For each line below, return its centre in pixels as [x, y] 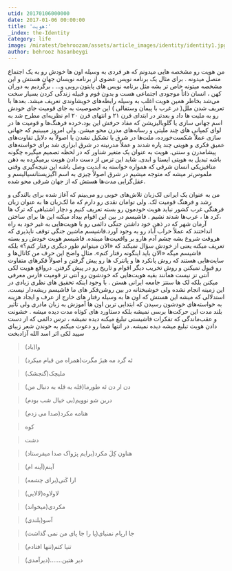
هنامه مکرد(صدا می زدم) [56, 413]
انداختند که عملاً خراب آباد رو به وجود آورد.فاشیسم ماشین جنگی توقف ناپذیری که [110, 230]
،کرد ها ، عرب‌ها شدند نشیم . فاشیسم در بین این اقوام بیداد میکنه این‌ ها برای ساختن [115, 216]
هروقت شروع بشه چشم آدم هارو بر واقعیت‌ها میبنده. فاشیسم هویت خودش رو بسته [114, 238]
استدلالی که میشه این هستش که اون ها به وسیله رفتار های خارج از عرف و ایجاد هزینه [116, 297]
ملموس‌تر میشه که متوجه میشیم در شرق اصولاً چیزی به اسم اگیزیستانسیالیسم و [110, 173]
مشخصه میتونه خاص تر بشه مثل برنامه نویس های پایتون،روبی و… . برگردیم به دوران [115, 86]
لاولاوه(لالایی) [42, 493]
